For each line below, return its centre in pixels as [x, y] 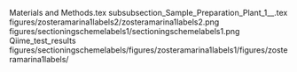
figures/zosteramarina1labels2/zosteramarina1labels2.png [114, 22]
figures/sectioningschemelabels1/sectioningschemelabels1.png [125, 31]
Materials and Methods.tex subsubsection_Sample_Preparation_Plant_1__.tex [148, 13]
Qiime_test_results [43, 40]
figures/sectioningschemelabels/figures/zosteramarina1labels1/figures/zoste [148, 50]
